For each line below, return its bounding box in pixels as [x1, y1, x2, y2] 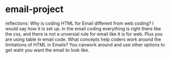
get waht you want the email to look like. [5, 47, 90, 53]
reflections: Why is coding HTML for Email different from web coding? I [5, 20, 154, 26]
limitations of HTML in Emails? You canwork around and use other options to [5, 41, 165, 47]
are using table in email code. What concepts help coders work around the [5, 36, 161, 42]
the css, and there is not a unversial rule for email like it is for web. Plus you [5, 31, 163, 37]
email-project [5, 4, 64, 15]
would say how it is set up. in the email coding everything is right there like [5, 25, 161, 31]
